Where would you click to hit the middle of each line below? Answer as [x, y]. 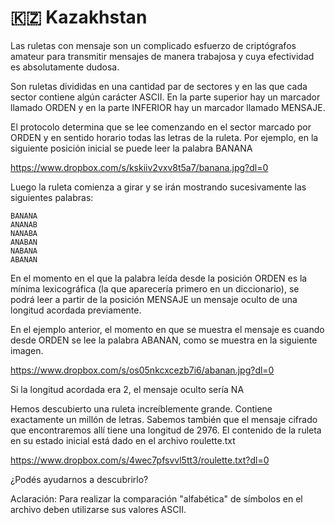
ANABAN [24, 242]
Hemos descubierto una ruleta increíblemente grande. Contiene [141, 408]
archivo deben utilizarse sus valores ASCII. [98, 509]
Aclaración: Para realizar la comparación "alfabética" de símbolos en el [156, 498]
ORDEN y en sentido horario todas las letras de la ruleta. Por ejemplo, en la [164, 137]
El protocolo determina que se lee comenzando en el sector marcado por [161, 127]
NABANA [24, 251]
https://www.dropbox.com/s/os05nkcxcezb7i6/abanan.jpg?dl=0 [142, 370]
